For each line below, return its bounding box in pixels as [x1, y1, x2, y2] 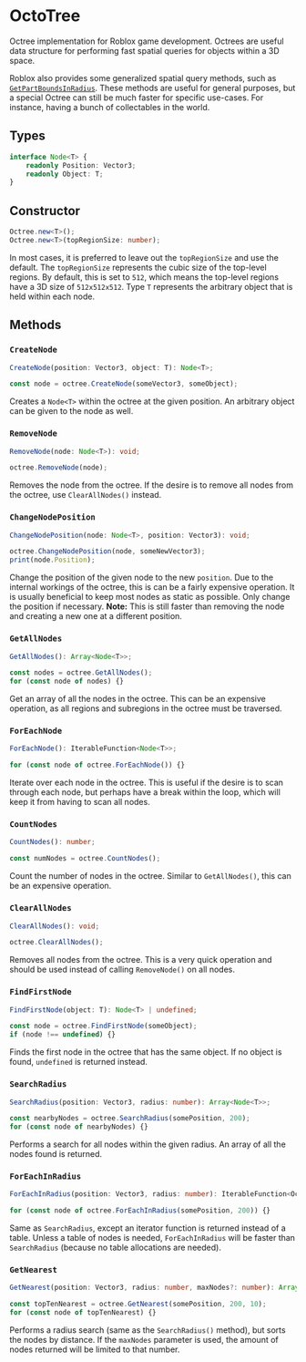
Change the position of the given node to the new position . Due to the [9, 572, 274, 583]
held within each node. [9, 291, 96, 302]
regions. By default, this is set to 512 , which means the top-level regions [9, 271, 280, 283]
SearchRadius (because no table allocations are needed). [9, 1242, 221, 1254]
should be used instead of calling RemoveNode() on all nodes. [9, 964, 235, 975]
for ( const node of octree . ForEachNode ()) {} [9, 760, 185, 770]
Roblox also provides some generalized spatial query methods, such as [9, 72, 277, 83]
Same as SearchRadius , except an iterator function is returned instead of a [9, 1223, 287, 1233]
